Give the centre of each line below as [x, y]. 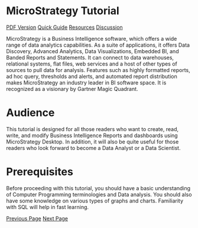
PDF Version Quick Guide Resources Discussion [64, 27]
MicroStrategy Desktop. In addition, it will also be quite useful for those [92, 141]
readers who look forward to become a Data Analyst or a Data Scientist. [93, 148]
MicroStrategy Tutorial [63, 11]
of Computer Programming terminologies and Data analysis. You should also [99, 194]
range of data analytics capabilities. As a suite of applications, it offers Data [98, 45]
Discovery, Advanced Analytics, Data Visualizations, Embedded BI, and [92, 51]
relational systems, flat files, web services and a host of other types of [92, 64]
